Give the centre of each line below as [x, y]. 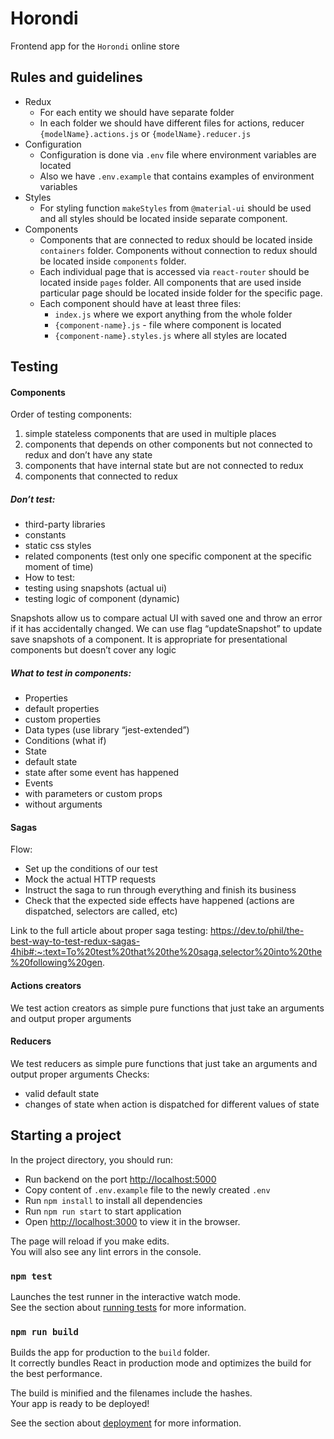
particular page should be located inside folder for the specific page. [181, 293]
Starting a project [66, 1135]
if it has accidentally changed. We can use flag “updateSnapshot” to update [166, 629]
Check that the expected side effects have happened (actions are [159, 901]
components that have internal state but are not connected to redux [164, 466]
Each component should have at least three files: [140, 303]
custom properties [63, 719]
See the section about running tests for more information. [128, 1307]
